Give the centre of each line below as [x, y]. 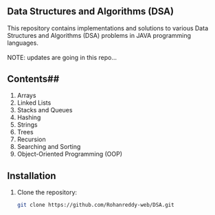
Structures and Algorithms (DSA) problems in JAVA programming [99, 35]
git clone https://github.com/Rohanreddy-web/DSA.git [95, 205]
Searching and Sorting [49, 147]
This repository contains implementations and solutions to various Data [107, 28]
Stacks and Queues [45, 110]
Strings [27, 125]
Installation [32, 175]
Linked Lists [34, 103]
